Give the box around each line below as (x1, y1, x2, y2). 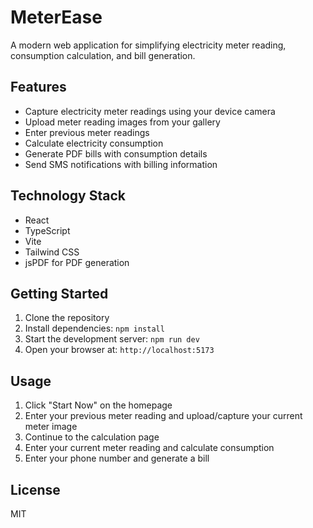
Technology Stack (10, 187, 126, 205)
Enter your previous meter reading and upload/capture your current (24, 410, 303, 422)
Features (10, 79, 67, 96)
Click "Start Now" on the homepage (24, 399, 173, 411)
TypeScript (24, 224, 71, 236)
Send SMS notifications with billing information (24, 158, 218, 170)
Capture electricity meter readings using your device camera (24, 105, 276, 117)
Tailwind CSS (24, 246, 80, 258)
